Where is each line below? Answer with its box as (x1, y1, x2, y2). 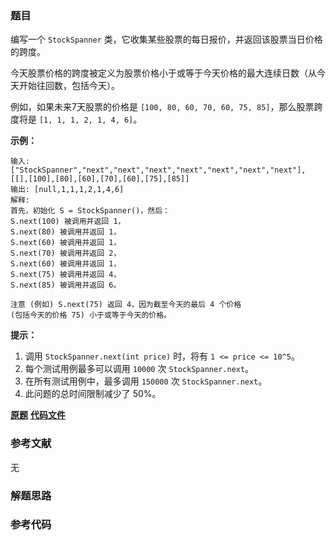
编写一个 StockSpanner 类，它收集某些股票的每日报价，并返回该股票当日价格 (10, 33, 323, 46)
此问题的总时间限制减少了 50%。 (24, 388, 162, 400)
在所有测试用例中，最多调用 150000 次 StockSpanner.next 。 (24, 375, 268, 387)
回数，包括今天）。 (44, 80, 120, 92)
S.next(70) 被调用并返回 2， (10, 248, 122, 259)
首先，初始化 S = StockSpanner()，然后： (10, 206, 170, 216)
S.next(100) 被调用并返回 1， (10, 217, 126, 227)
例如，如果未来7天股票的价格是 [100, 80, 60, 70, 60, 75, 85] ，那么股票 (10, 101, 315, 113)
